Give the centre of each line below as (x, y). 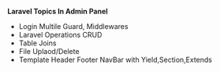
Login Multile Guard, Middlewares (73, 26)
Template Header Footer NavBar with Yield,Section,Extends (116, 59)
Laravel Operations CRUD (60, 35)
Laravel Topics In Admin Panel (58, 11)
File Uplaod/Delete (49, 51)
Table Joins (37, 43)
